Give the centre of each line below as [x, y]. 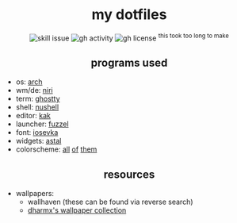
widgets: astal [38, 141]
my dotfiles [129, 15]
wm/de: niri [34, 90]
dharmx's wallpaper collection [77, 210]
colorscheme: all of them [56, 149]
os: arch [29, 82]
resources [129, 174]
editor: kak [33, 116]
